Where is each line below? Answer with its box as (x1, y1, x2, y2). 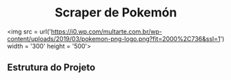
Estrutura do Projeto (7, 62, 96, 73)
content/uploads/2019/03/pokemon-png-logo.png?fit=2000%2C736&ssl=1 (7, 34, 221, 42)
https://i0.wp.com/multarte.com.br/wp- (50, 27, 163, 36)
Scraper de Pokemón (54, 5, 177, 21)
